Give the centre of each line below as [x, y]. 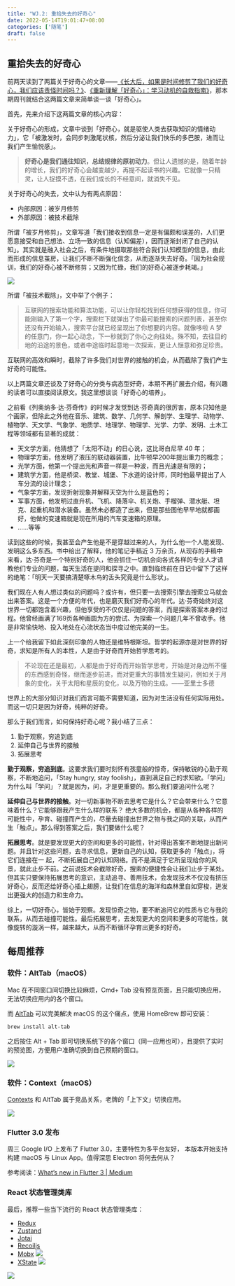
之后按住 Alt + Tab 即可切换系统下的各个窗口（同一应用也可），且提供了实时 [115, 1041]
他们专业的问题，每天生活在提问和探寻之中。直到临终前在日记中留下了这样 [120, 569]
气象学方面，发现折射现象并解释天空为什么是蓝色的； [94, 492]
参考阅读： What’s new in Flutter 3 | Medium [70, 1173]
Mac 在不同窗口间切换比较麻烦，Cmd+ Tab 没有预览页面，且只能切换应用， [116, 990]
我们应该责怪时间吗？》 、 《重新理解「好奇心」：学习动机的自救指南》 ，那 [120, 90]
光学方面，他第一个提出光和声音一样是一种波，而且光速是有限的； [112, 466]
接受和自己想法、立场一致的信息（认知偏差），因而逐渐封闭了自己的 [116, 241]
